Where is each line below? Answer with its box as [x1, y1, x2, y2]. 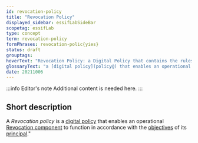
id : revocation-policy [6, 8, 62, 15]
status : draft [6, 47, 41, 53]
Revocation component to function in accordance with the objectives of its [6, 124, 187, 131]
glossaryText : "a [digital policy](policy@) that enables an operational [6, 63, 192, 69]
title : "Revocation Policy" [6, 14, 75, 20]
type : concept [6, 31, 41, 36]
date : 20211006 [6, 69, 44, 75]
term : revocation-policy [6, 36, 67, 42]
